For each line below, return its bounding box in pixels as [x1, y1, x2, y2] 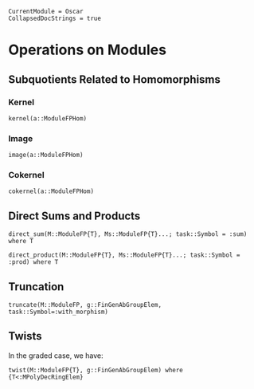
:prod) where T [8, 258, 59, 266]
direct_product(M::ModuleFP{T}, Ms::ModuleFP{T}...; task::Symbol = [8, 251, 240, 259]
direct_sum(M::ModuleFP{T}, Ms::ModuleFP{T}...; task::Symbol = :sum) [8, 230, 248, 238]
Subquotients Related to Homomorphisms [8, 73, 221, 86]
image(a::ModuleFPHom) [8, 151, 84, 159]
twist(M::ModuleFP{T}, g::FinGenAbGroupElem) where [8, 366, 183, 374]
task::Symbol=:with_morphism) [8, 308, 109, 316]
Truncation [8, 280, 64, 293]
